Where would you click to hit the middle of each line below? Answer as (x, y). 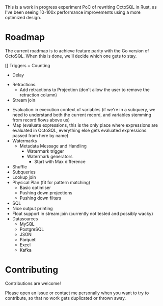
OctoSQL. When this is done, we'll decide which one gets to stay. (71, 56)
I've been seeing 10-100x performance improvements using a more (73, 12)
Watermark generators (50, 156)
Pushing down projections (46, 192)
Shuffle (19, 166)
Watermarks (25, 141)
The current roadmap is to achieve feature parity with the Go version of (77, 50)
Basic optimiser (35, 188)
